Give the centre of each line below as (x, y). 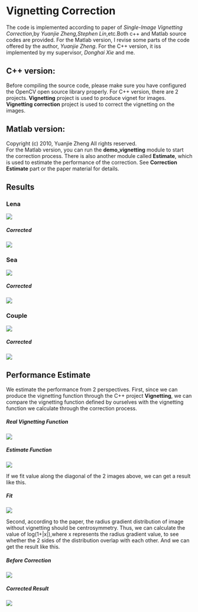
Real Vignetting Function (37, 422)
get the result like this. (33, 547)
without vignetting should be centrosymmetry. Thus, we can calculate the (96, 528)
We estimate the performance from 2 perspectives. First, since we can (92, 389)
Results (20, 187)
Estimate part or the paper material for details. (63, 168)
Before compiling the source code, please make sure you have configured (96, 85)
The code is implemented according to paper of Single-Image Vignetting (95, 27)
